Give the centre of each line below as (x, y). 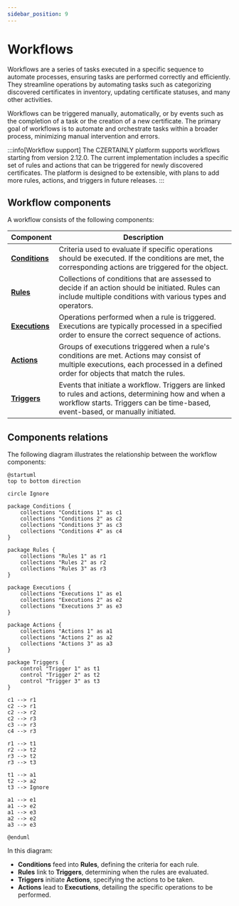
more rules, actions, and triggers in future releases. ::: (86, 180)
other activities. (30, 99)
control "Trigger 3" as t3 (60, 681)
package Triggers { (36, 663)
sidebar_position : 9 (38, 14)
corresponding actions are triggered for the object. (143, 267)
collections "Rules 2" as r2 (63, 563)
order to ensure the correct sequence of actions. (140, 335)
